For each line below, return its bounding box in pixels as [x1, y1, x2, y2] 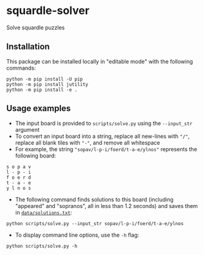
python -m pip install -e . [6, 87, 78, 93]
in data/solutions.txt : [15, 209, 72, 216]
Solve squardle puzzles [6, 24, 65, 31]
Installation [6, 41, 50, 52]
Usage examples [6, 103, 71, 113]
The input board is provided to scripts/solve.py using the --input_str [15, 120, 193, 127]
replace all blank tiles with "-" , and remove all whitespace [15, 138, 160, 146]
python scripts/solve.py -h [6, 243, 78, 249]
